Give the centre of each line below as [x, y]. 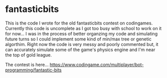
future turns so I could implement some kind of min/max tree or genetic [79, 39]
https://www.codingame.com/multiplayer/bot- [97, 64]
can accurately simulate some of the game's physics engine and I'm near [80, 49]
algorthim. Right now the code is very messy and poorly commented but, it [82, 44]
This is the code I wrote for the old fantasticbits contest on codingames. [79, 23]
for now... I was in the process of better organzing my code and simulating [82, 33]
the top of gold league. [29, 55]
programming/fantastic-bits [33, 70]
